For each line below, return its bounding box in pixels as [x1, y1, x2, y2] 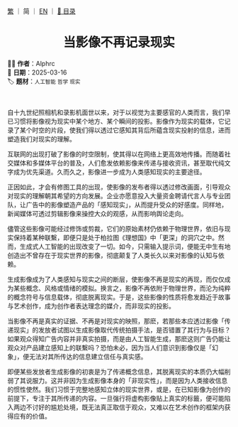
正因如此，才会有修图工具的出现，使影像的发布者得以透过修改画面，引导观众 [7, 183, 231, 191]
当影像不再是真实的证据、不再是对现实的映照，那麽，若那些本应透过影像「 [7, 316, 225, 325]
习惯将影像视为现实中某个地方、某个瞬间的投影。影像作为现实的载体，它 [13, 117, 225, 125]
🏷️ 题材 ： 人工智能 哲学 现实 [7, 77, 81, 85]
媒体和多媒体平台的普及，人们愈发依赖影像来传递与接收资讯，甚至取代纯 [13, 158, 225, 167]
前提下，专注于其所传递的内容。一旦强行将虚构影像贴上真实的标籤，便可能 [7, 394, 225, 402]
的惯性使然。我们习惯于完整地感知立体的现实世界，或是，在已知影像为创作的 [7, 385, 231, 394]
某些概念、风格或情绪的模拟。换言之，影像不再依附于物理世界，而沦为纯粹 [13, 283, 231, 292]
